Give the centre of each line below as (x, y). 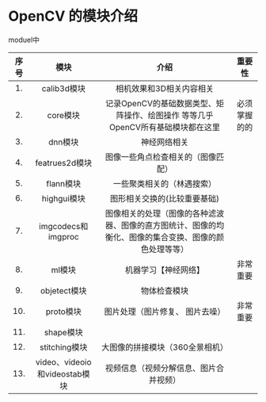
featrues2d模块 (64, 163)
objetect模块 (63, 290)
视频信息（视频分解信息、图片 (161, 368)
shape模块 (63, 332)
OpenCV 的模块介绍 (73, 16)
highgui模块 (63, 198)
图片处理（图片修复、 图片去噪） (165, 312)
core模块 (64, 115)
